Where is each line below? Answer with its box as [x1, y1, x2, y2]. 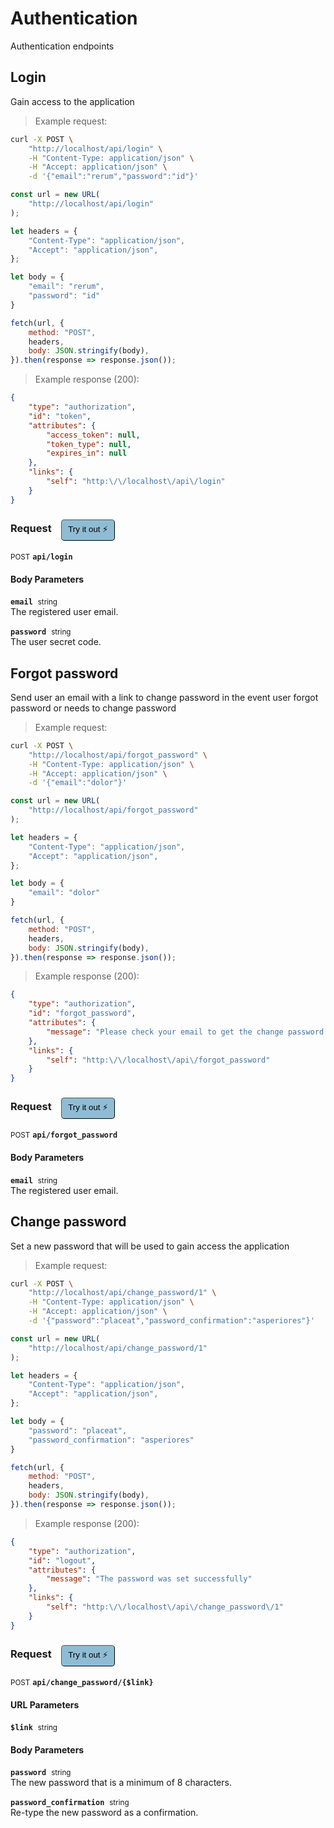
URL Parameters [10, 1698, 80, 1711]
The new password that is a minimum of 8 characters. [10, 1777, 232, 1789]
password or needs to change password [10, 702, 177, 714]
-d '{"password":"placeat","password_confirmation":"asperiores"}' [28, 1316, 315, 1326]
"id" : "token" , [28, 411, 92, 421]
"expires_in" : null [46, 448, 128, 459]
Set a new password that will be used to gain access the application [10, 1240, 290, 1252]
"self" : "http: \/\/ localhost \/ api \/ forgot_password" [46, 1055, 271, 1065]
